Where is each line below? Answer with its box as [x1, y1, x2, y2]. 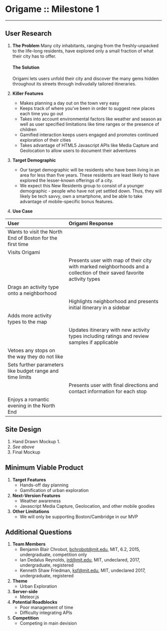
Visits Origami [7, 248, 41, 255]
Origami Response [69, 220, 113, 227]
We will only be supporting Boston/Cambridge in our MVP [19, 513, 138, 520]
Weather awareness [19, 498, 61, 504]
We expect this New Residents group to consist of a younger [19, 182, 144, 188]
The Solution [12, 65, 40, 71]
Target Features [12, 476, 46, 482]
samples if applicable [69, 339, 118, 346]
